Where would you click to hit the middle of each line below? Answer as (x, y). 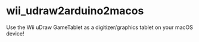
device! (15, 33)
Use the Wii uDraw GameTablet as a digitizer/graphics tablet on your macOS (100, 27)
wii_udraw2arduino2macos (75, 11)
